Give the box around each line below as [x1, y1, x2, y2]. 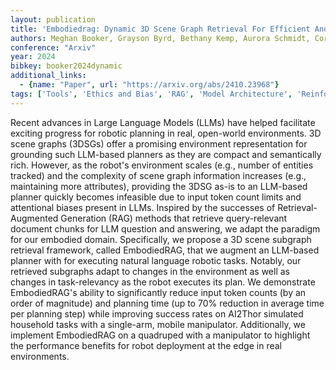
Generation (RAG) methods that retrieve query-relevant [60, 212, 288, 224]
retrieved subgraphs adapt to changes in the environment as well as [10, 265, 291, 277]
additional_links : [10, 71, 87, 81]
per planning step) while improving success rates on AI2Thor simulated [10, 307, 304, 320]
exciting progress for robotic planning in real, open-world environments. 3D [10, 127, 322, 139]
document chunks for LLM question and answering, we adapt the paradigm [10, 222, 321, 235]
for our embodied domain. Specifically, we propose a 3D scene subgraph [10, 233, 312, 245]
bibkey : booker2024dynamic [10, 61, 123, 71]
